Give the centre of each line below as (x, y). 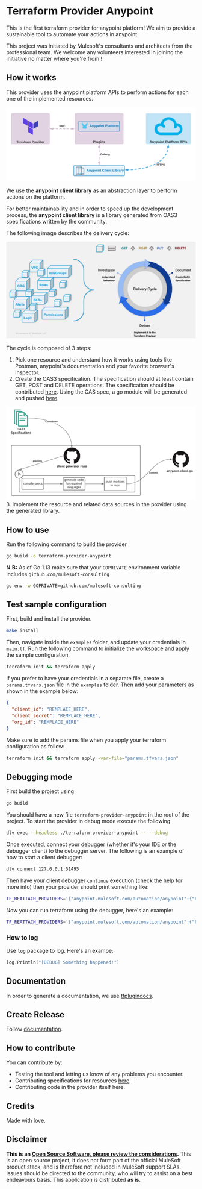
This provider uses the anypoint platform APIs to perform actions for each (98, 92)
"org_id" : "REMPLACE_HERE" (45, 722)
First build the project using (40, 791)
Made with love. (26, 1121)
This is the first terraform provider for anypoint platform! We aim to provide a (101, 28)
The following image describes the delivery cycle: (68, 233)
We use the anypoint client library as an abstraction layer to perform (92, 190)
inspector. (27, 372)
